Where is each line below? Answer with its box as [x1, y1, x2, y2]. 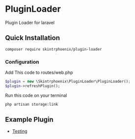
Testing [12, 128, 28, 134]
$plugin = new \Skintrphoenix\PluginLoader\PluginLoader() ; [5, 79, 131, 84]
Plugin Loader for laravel [5, 20, 55, 25]
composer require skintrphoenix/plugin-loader [5, 46, 102, 52]
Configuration [5, 58, 39, 65]
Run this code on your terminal [5, 92, 67, 98]
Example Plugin [5, 115, 54, 123]
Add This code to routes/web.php [5, 69, 73, 75]
